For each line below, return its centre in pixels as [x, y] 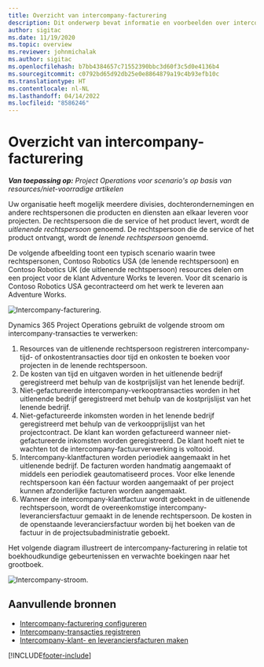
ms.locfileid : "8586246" [49, 103]
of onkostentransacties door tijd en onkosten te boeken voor [132, 357]
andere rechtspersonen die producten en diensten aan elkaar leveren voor [128, 212]
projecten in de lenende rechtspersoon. [83, 366]
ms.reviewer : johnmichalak [52, 52]
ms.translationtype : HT [47, 81]
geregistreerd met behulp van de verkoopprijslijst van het [112, 424]
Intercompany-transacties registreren [80, 632]
